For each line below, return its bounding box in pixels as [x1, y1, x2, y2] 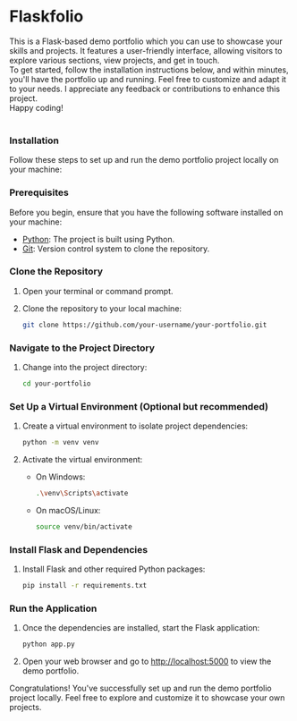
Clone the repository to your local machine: [21, 302, 182, 314]
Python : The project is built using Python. [21, 233, 175, 244]
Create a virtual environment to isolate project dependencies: [21, 420, 249, 431]
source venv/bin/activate [35, 522, 132, 531]
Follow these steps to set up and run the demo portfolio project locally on [9, 155, 279, 165]
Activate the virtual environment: [21, 454, 143, 465]
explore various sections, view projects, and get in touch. [9, 55, 220, 65]
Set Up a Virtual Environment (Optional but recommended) [9, 400, 268, 412]
